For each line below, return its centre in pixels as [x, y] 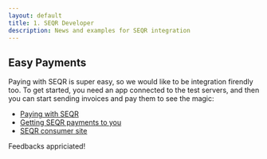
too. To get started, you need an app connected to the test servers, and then [134, 90]
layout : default [35, 16]
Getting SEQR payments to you [71, 122]
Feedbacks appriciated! [47, 146]
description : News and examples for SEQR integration [100, 30]
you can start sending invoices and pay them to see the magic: [111, 99]
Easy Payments [47, 62]
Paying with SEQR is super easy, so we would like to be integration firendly [131, 82]
